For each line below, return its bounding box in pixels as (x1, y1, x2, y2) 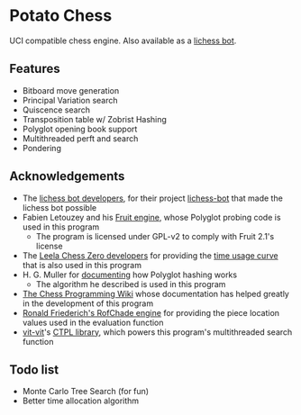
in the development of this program (22, 298, 154, 309)
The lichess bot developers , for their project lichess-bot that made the (22, 193, 284, 203)
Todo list (9, 362, 59, 377)
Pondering (22, 142, 61, 153)
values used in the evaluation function (22, 317, 164, 328)
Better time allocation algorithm (22, 395, 140, 406)
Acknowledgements (9, 168, 125, 185)
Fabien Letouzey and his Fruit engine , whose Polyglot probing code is (22, 212, 281, 222)
